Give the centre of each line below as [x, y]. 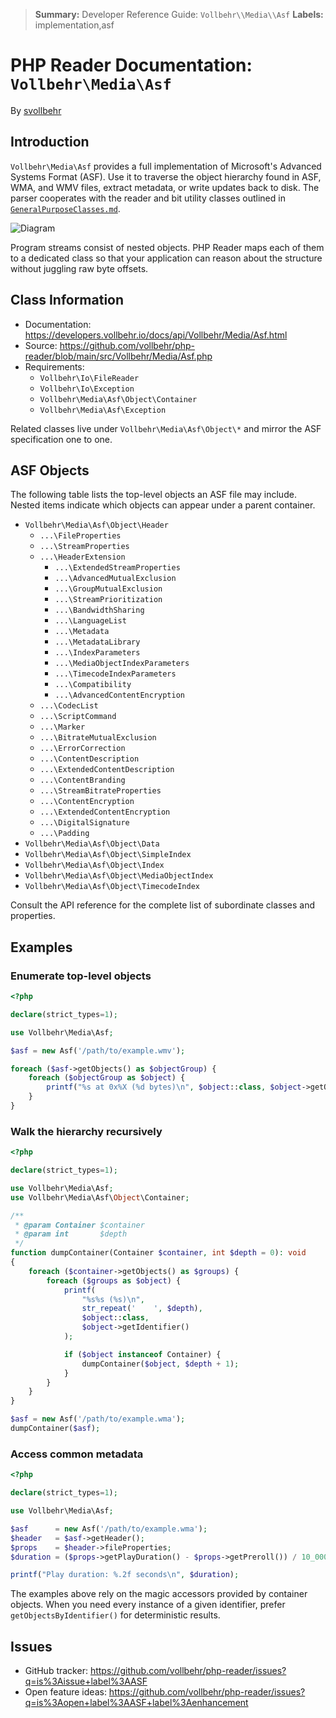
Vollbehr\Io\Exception [87, 389]
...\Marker [62, 727]
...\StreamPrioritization [108, 600]
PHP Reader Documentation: [131, 65]
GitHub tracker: [56, 1671]
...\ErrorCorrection [82, 749]
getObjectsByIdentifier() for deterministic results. [115, 1615]
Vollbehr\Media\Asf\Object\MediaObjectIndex [119, 876]
